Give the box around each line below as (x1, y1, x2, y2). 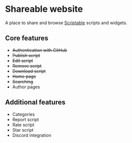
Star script (12, 127, 33, 133)
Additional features (5, 98, 66, 107)
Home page (12, 73, 36, 79)
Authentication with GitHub (12, 47, 67, 53)
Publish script (12, 52, 40, 58)
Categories (12, 111, 35, 117)
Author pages (12, 84, 40, 90)
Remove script (12, 63, 42, 69)
